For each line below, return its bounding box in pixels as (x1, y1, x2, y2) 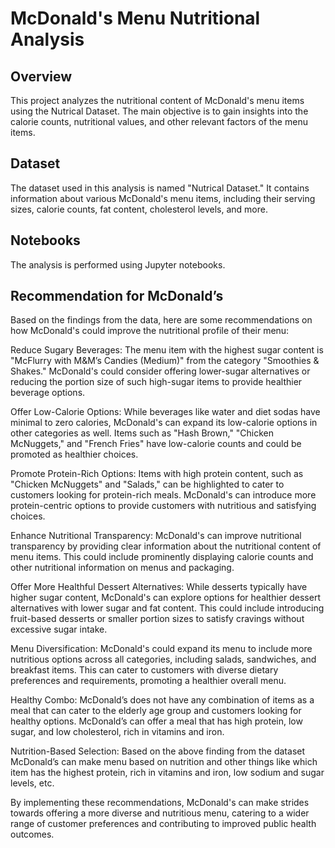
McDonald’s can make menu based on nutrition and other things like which (10, 756, 318, 768)
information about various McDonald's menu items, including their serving (10, 192, 316, 204)
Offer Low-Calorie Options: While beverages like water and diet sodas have (10, 406, 321, 418)
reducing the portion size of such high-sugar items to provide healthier (10, 376, 303, 388)
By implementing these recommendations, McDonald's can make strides (10, 797, 310, 809)
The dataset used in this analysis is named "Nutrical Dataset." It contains (10, 182, 310, 194)
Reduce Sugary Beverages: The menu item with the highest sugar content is (10, 344, 324, 356)
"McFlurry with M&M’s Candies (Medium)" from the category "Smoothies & (10, 355, 320, 367)
